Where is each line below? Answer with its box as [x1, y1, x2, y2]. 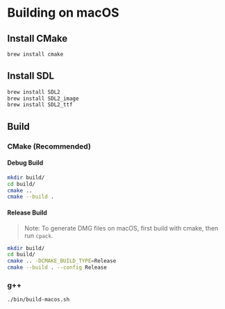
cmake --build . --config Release [7, 264, 108, 272]
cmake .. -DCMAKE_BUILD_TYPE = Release [7, 258, 117, 265]
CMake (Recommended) [7, 141, 92, 151]
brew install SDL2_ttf [7, 101, 73, 108]
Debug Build [7, 158, 44, 167]
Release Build [7, 208, 47, 217]
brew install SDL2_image [7, 95, 79, 102]
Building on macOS [7, 5, 119, 21]
